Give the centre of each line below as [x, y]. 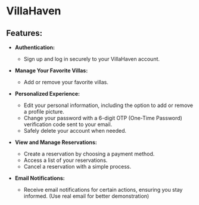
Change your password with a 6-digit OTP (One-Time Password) [103, 118]
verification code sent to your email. [68, 124]
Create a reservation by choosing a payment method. [89, 154]
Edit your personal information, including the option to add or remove [108, 105]
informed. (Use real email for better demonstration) [86, 196]
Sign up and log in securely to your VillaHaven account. [91, 59]
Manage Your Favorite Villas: [51, 71]
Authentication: [35, 47]
